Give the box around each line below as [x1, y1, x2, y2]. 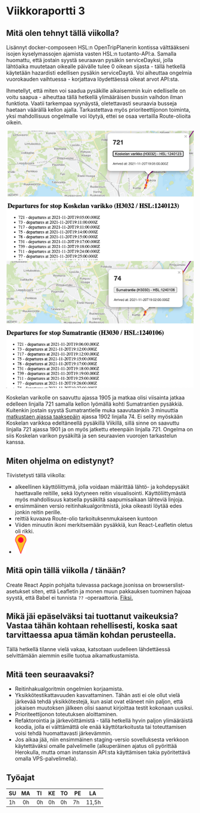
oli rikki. [14, 527, 35, 535]
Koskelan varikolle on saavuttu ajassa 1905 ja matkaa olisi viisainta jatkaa [6, 394, 185, 401]
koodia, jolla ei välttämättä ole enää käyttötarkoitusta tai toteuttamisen [14, 723, 186, 731]
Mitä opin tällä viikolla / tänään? [6, 566, 126, 576]
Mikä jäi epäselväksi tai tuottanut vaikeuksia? [6, 611, 179, 621]
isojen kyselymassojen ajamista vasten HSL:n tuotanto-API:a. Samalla [6, 50, 177, 57]
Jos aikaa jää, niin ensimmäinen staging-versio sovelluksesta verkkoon [14, 736, 189, 743]
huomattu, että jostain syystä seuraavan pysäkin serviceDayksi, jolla [6, 57, 174, 63]
